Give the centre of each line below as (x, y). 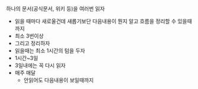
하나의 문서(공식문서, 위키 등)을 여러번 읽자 (55, 9)
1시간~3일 (26, 58)
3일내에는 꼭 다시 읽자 (40, 65)
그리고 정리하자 (32, 43)
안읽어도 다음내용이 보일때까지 (58, 80)
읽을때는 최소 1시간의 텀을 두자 (50, 51)
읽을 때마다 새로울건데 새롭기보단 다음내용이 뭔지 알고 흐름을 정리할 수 (95, 21)
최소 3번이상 (29, 36)
